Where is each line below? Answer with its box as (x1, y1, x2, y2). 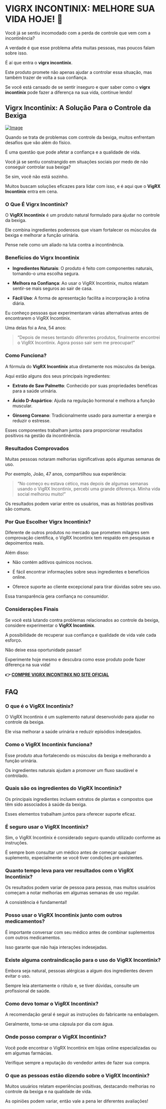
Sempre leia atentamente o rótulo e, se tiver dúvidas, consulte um (5, 983, 140, 989)
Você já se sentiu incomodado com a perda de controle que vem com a (5, 30, 151, 36)
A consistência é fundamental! (5, 899, 67, 905)
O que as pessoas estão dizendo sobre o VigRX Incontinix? (5, 1072, 150, 1079)
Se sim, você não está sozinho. (5, 173, 69, 179)
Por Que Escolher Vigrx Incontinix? (5, 518, 91, 525)
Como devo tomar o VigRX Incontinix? (5, 1000, 99, 1007)
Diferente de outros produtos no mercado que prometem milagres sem (5, 530, 150, 536)
